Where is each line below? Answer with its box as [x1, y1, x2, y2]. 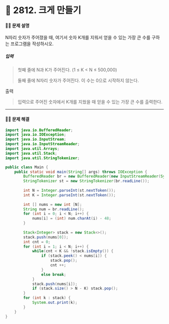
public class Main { [5, 164, 49, 170]
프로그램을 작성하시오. [10, 41, 54, 47]
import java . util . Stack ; [5, 151, 57, 156]
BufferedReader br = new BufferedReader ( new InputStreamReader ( [23, 174, 161, 179]
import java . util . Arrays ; [5, 146, 59, 151]
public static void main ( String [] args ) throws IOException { [14, 169, 147, 174]
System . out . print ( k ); [32, 300, 78, 305]
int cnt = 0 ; [23, 239, 51, 244]
